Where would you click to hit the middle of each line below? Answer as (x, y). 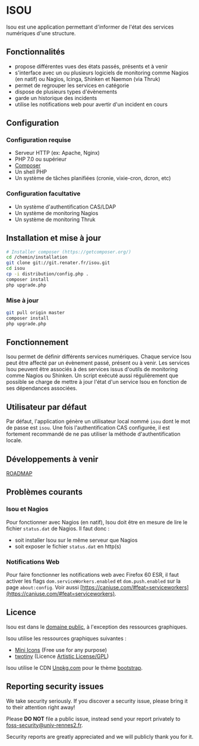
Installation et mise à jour (54, 238)
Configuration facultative (43, 194)
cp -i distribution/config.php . (48, 274)
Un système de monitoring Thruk (55, 219)
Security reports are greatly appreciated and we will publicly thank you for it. (100, 736)
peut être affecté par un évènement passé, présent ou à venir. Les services (98, 363)
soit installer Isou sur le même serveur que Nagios (76, 540)
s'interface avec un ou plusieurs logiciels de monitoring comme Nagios (102, 73)
